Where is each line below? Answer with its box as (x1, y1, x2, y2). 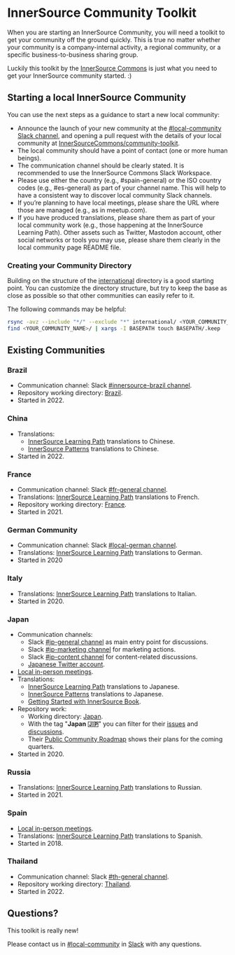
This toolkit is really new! (7, 926, 79, 935)
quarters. (27, 742, 55, 750)
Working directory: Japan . (27, 712, 104, 720)
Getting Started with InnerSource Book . (27, 697, 141, 706)
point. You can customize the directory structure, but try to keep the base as (7, 284, 227, 292)
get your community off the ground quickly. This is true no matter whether (7, 35, 221, 43)
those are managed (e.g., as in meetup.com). (17, 205, 148, 214)
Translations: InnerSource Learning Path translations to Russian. (17, 783, 203, 792)
